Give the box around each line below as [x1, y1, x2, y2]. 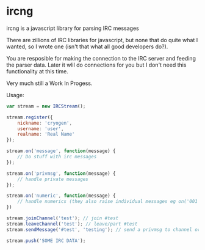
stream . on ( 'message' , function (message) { [6, 148, 116, 154]
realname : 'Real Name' [17, 131, 75, 138]
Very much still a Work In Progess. [6, 79, 93, 87]
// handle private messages [17, 176, 88, 182]
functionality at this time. [6, 67, 69, 75]
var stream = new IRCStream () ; [6, 103, 86, 109]
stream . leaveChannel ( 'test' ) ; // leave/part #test [6, 221, 138, 227]
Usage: [6, 91, 24, 98]
